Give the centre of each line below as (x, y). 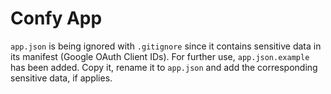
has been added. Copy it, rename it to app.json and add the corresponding (164, 67)
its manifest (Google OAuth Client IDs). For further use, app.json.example (160, 56)
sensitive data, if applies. (61, 78)
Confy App (56, 18)
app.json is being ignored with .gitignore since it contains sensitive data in (166, 46)
